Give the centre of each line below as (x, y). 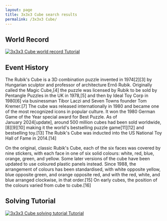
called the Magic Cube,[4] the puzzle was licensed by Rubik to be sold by (81, 90)
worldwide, (150, 122)
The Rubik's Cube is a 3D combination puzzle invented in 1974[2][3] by (78, 79)
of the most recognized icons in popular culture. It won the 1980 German (80, 112)
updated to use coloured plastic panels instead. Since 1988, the (71, 164)
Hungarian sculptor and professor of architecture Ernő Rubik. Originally (79, 85)
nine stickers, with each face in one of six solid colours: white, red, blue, (80, 153)
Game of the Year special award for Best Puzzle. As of (61, 117)
